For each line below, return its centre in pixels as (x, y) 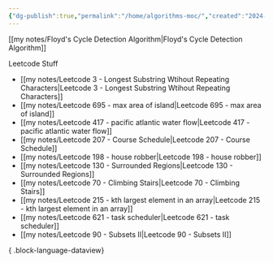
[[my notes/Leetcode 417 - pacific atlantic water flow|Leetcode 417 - (135, 122)
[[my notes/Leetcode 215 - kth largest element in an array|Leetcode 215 (140, 200)
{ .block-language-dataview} (56, 250)
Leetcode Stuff (33, 63)
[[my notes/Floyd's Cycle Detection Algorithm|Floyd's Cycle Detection (126, 39)
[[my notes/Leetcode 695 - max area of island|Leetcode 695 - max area (141, 105)
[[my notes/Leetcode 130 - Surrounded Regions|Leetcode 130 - (126, 165)
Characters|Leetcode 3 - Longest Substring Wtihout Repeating (125, 88)
